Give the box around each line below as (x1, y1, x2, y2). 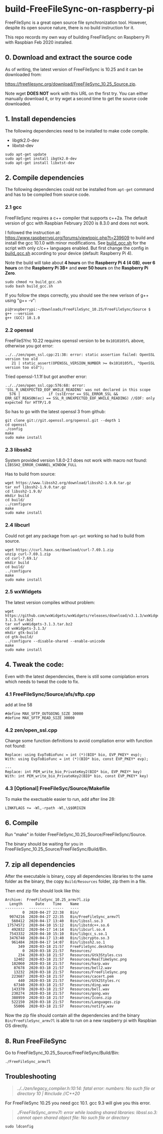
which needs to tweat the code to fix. (5, 679, 80, 684)
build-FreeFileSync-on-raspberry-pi (5, 3, 154, 15)
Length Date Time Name (9, 902, 79, 907)
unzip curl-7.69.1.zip (5, 551, 51, 556)
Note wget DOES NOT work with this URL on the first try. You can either (5, 90, 148, 96)
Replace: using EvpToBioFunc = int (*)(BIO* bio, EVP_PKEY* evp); (5, 753, 142, 757)
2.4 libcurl (5, 522, 30, 529)
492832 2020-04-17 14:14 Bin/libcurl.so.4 (11, 927, 105, 932)
